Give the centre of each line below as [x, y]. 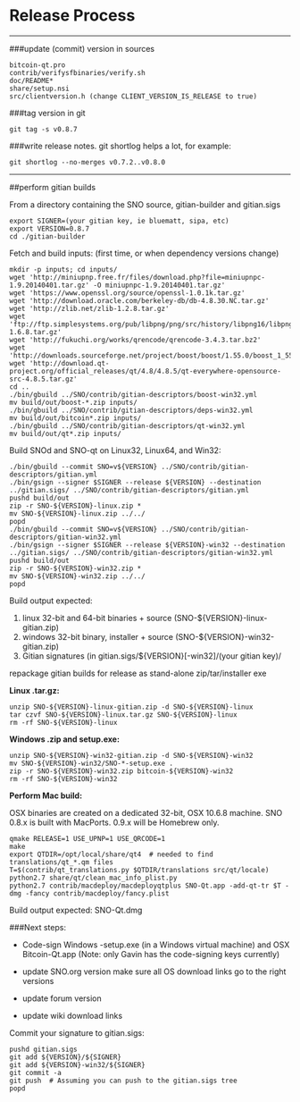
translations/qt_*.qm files [62, 862]
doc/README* [31, 80]
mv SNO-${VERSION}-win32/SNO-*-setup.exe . [92, 763]
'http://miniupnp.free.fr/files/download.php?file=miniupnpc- [147, 277]
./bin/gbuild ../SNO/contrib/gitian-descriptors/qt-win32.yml [127, 425]
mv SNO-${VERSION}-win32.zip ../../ [77, 576]
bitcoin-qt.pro [37, 65]
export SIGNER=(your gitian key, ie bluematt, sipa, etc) [119, 221]
